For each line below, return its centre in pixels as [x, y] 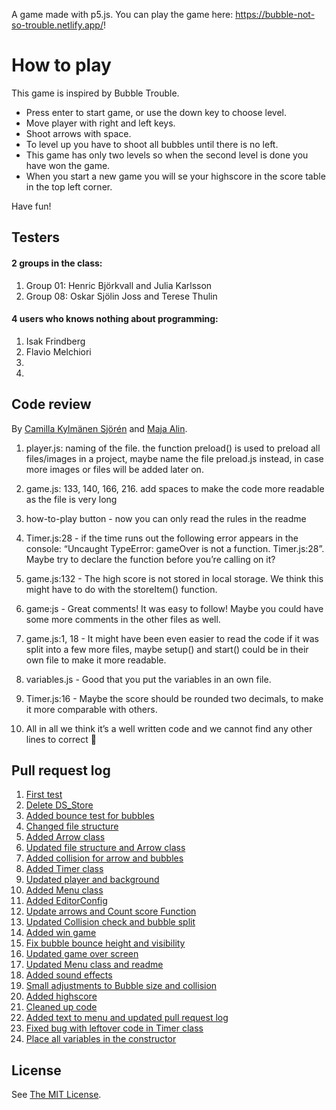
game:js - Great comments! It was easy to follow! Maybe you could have [174, 608]
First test [44, 795]
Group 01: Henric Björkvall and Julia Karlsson [119, 285]
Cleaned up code [61, 1007]
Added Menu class [64, 890]
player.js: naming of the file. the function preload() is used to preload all [173, 448]
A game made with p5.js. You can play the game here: [122, 14]
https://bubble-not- [275, 14]
